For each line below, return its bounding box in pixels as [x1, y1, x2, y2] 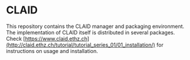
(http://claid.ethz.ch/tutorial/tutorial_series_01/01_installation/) [6, 41, 156, 48]
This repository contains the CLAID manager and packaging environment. [6, 23, 185, 30]
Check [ [6, 35, 25, 42]
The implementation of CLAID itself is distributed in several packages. [6, 29, 175, 36]
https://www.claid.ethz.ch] [25, 35, 89, 42]
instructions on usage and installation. [6, 47, 98, 54]
